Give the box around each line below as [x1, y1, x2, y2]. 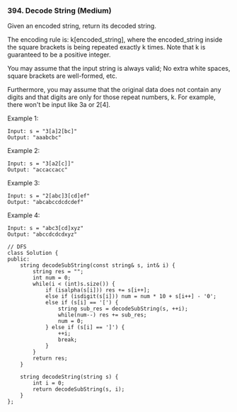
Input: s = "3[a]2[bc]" [7, 128, 78, 135]
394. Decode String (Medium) [7, 6, 112, 16]
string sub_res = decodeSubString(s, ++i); [57, 305, 189, 313]
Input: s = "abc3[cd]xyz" [7, 225, 83, 232]
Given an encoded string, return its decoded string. [7, 22, 157, 30]
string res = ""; [33, 268, 83, 275]
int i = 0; [33, 379, 65, 387]
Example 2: [7, 147, 40, 155]
